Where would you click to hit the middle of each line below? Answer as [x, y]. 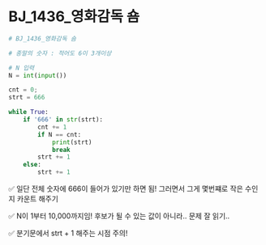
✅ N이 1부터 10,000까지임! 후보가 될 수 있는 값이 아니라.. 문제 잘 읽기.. [119, 216]
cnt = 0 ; [23, 90]
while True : [28, 112]
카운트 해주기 [38, 199]
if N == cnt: [60, 134]
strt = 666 [27, 98]
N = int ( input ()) [38, 75]
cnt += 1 [52, 127]
